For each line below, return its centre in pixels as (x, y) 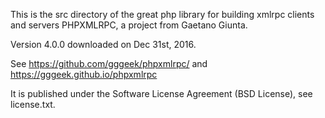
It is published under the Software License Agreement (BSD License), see (161, 93)
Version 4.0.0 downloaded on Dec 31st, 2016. (103, 44)
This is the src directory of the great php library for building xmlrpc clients (162, 14)
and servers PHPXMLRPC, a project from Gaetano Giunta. (129, 25)
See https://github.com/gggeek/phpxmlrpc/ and (109, 63)
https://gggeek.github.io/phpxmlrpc (84, 74)
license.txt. (33, 104)
